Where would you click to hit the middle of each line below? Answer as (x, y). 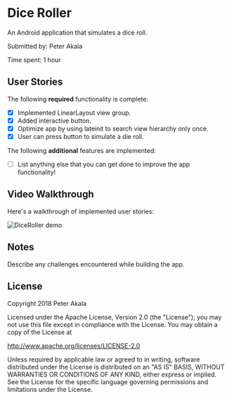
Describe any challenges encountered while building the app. (96, 264)
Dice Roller (40, 13)
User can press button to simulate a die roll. (80, 136)
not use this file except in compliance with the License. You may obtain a (112, 324)
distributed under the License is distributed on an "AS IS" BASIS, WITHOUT (116, 367)
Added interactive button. (54, 121)
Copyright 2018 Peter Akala (47, 303)
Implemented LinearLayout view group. (74, 112)
